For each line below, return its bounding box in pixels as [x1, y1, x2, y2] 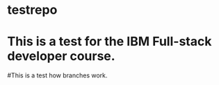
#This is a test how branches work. [7, 71, 108, 79]
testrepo [7, 2, 58, 18]
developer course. [7, 48, 116, 64]
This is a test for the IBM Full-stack [7, 34, 212, 50]
